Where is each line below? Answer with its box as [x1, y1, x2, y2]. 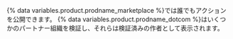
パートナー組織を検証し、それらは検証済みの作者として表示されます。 [18, 24, 224, 32]
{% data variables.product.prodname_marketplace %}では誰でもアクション [6, 6, 227, 14]
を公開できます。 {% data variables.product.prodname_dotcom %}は [6, 15, 207, 23]
